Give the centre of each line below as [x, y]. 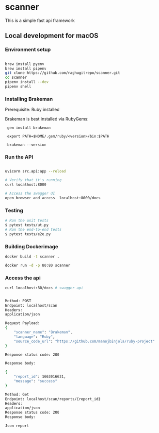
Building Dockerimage [32, 246]
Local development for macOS [52, 36]
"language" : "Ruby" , [34, 337]
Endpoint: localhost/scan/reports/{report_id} [53, 399]
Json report [17, 426]
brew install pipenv [26, 69]
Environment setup [28, 50]
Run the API [19, 157]
